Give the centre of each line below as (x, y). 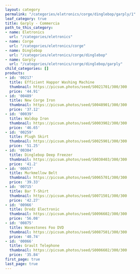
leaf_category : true (26, 19)
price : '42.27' (25, 200)
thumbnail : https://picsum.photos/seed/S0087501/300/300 (68, 232)
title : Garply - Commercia (32, 23)
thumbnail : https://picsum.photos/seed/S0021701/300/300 (68, 87)
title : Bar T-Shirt (29, 191)
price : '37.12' (25, 110)
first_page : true (23, 259)
